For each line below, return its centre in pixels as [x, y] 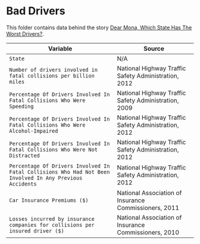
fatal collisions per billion [52, 75]
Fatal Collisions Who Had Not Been [60, 172]
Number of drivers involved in [54, 70]
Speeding [21, 106]
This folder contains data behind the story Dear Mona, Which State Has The [99, 27]
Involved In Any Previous [46, 178]
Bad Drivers [36, 11]
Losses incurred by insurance [52, 219]
